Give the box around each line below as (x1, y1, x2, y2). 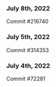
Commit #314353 (6, 46, 49, 53)
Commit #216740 (6, 18, 49, 25)
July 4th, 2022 (6, 61, 51, 70)
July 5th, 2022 (6, 33, 50, 41)
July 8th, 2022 (6, 4, 50, 13)
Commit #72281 (6, 75, 46, 82)
